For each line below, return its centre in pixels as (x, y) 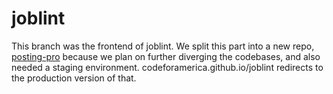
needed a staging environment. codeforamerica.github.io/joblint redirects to (167, 67)
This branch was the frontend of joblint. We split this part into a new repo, (163, 46)
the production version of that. (74, 78)
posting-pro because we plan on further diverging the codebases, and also (166, 56)
